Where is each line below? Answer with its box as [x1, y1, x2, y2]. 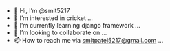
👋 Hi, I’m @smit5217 [13, 7, 70, 14]
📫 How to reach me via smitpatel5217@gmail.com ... [13, 37, 164, 44]
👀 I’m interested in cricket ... [13, 14, 93, 22]
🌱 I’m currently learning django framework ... [13, 21, 141, 29]
